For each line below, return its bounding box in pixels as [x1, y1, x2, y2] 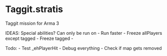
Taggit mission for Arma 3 [5, 20, 59, 26]
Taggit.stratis [5, 4, 63, 15]
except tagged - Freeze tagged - [5, 35, 73, 41]
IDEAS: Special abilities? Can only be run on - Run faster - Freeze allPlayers [5, 30, 162, 36]
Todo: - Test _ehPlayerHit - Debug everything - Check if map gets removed [5, 45, 162, 51]
